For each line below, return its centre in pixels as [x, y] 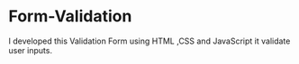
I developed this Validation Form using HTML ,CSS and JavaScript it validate [149, 41]
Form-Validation [70, 16]
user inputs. [31, 50]
